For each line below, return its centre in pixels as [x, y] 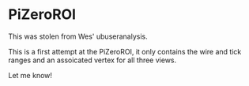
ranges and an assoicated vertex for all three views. [92, 60]
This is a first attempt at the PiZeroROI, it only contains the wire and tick [125, 51]
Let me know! [30, 75]
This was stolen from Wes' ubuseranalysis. [78, 36]
